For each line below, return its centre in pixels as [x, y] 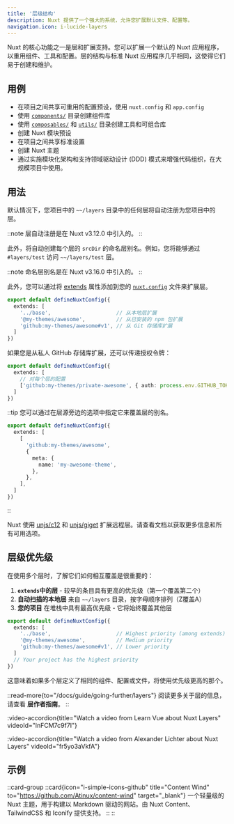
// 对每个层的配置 [43, 379]
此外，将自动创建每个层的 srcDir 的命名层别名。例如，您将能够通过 [104, 248]
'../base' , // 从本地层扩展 [88, 313]
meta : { [43, 458]
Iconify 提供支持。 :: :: [84, 813]
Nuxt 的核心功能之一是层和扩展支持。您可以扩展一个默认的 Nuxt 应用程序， [115, 47]
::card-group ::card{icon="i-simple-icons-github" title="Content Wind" [109, 787]
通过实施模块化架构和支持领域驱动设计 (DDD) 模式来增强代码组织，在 [116, 159]
